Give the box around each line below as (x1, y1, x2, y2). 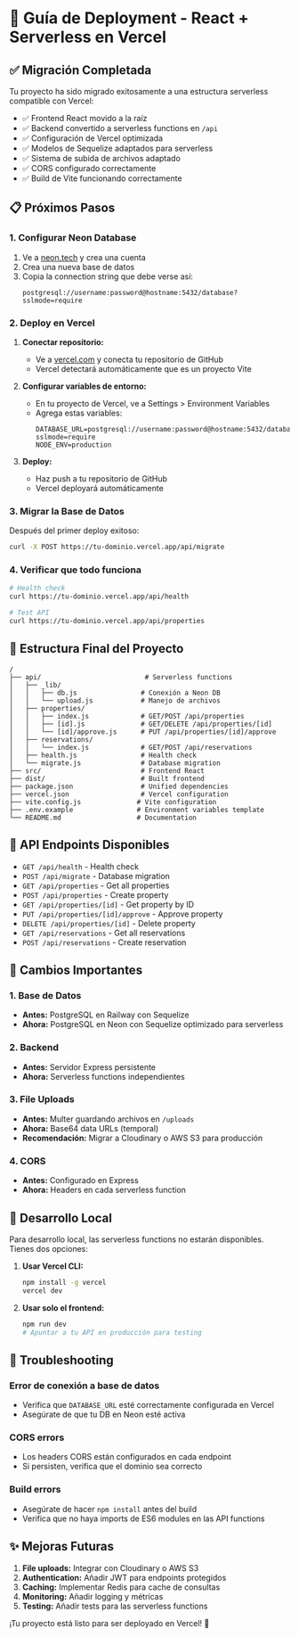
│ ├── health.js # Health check (9, 751, 198, 760)
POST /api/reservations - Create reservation (21, 936, 187, 948)
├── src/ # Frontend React (9, 766, 205, 775)
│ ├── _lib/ (9, 680, 62, 689)
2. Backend (9, 1041, 60, 1054)
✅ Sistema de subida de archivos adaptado (21, 153, 181, 163)
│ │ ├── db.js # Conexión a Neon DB (9, 688, 221, 697)
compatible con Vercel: (9, 95, 94, 106)
